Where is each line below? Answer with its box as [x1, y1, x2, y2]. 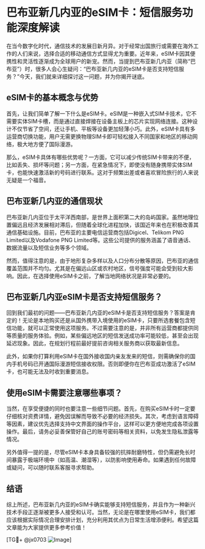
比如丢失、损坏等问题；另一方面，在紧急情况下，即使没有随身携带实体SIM [6, 161, 193, 168]
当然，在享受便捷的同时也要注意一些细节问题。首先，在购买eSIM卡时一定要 [6, 405, 196, 413]
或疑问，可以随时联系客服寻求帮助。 [6, 464, 98, 471]
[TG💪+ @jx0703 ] [6, 536, 72, 543]
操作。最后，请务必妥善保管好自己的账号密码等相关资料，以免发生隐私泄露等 [6, 428, 199, 435]
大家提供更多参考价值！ [27, 524, 87, 531]
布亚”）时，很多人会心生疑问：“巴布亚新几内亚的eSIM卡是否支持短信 [6, 65, 179, 72]
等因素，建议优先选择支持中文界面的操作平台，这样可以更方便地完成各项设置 [6, 420, 199, 428]
